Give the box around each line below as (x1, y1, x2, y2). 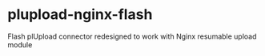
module (7, 39, 33, 49)
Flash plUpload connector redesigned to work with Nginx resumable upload (7, 32, 257, 41)
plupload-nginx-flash (7, 6, 153, 24)
